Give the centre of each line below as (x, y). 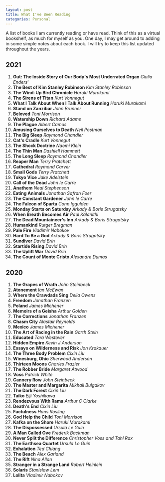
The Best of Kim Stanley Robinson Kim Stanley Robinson (72, 87)
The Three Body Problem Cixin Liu (49, 353)
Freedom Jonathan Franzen (42, 300)
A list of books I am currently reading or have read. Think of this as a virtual (83, 33)
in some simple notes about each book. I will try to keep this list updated (80, 44)
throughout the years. (28, 49)
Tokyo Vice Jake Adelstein (41, 177)
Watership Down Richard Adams (47, 119)
